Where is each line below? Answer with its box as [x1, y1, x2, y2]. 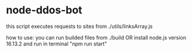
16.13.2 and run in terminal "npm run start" [6, 40, 107, 47]
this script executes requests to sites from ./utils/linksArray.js [6, 23, 153, 30]
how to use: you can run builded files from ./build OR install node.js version [6, 34, 187, 41]
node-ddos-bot [6, 3, 83, 17]
